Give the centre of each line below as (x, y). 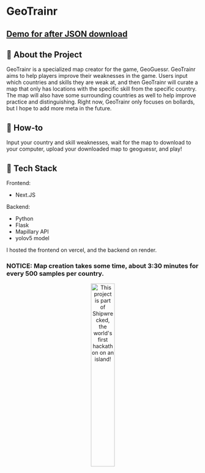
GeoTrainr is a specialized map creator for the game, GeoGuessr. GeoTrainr (101, 69)
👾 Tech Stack (32, 168)
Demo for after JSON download (67, 34)
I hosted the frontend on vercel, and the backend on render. (82, 250)
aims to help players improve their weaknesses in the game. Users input (97, 76)
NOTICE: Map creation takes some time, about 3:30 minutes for (102, 266)
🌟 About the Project (44, 54)
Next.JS (25, 195)
